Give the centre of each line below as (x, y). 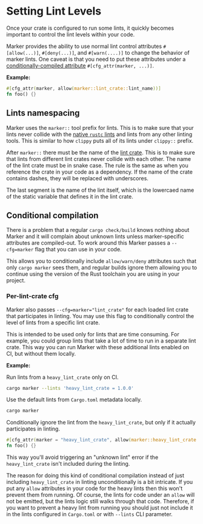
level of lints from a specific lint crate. (53, 322)
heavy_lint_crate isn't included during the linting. (68, 464)
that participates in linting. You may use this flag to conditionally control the (100, 316)
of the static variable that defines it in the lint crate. (70, 196)
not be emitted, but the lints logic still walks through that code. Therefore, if (100, 502)
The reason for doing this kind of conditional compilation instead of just (95, 475)
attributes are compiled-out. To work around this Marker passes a (88, 243)
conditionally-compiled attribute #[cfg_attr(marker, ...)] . (80, 66)
